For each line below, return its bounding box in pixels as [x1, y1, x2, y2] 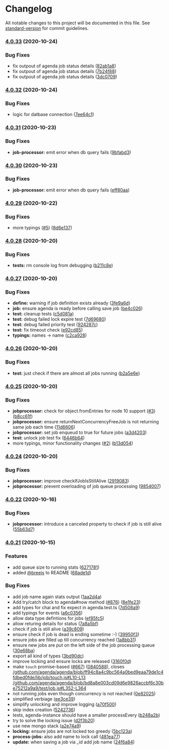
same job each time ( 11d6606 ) [12, 424, 76, 430]
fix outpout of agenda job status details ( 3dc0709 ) [12, 74, 118, 80]
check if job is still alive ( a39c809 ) [12, 626, 84, 632]
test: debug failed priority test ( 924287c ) [12, 322, 98, 328]
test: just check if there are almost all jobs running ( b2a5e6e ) [12, 370, 140, 376]
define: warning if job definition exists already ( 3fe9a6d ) [12, 300, 131, 306]
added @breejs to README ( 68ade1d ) [12, 569, 92, 575]
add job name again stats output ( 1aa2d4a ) [12, 594, 102, 600]
